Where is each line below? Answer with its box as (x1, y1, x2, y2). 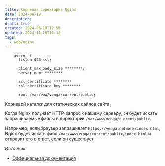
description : (5, 16, 32, 21)
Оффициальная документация (12, 155, 76, 161)
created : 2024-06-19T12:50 (5, 26, 61, 31)
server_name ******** (18, 70, 63, 75)
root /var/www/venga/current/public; (18, 92, 96, 97)
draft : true (5, 21, 30, 26)
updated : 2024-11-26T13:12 (5, 30, 61, 35)
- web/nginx (9, 40, 35, 45)
